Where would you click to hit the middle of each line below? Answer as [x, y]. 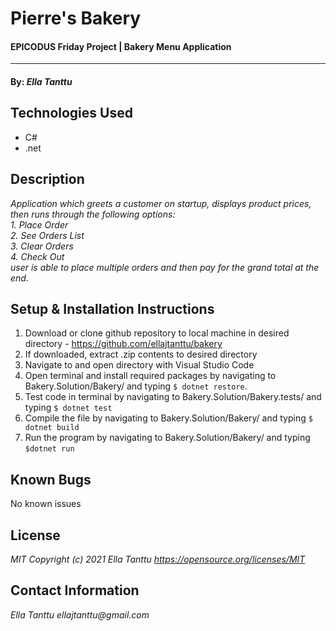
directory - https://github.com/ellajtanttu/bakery [123, 344]
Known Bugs [51, 479]
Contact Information [75, 590]
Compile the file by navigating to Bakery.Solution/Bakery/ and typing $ [168, 418]
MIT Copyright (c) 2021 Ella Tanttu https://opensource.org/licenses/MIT [158, 559]
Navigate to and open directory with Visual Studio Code [139, 365]
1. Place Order [39, 224]
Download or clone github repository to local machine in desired [157, 333]
